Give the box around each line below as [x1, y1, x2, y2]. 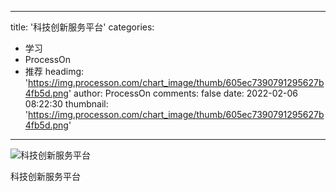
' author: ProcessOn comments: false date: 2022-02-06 [68, 87, 299, 99]
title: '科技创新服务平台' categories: [10, 21, 155, 33]
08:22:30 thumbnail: [24, 98, 109, 110]
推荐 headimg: [24, 66, 85, 77]
